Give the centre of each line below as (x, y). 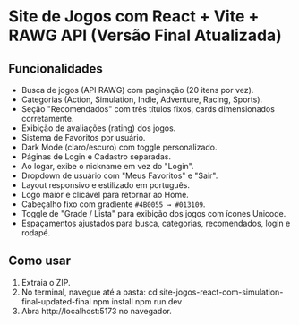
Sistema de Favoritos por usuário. (83, 137)
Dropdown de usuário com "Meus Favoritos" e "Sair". (120, 175)
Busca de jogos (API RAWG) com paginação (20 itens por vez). (137, 90)
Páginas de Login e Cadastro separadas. (96, 157)
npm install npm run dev (137, 301)
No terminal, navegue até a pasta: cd (89, 292)
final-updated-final (56, 301)
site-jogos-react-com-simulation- (221, 292)
